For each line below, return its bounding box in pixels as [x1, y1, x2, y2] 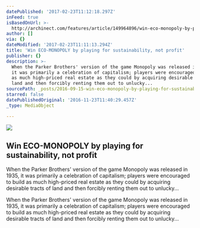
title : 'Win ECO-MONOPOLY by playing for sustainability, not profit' [6, 47, 185, 53]
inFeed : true [6, 14, 39, 20]
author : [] [6, 31, 33, 37]
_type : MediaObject [6, 102, 55, 109]
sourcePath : [6, 86, 36, 92]
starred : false [6, 91, 44, 97]
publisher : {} [6, 53, 42, 59]
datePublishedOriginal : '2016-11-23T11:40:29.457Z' [6, 97, 137, 103]
